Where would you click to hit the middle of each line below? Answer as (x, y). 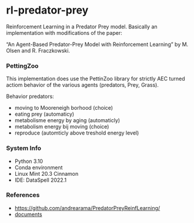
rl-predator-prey (47, 10)
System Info (24, 148)
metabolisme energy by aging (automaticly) (67, 120)
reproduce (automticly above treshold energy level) (77, 133)
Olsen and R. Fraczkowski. (38, 50)
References (23, 195)
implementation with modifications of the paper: (64, 32)
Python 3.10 (29, 161)
